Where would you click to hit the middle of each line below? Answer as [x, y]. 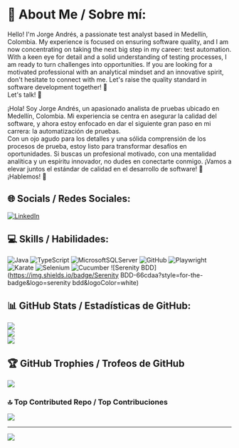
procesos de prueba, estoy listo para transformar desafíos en [97, 146]
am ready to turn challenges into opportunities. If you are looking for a [110, 64]
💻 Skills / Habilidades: [58, 239]
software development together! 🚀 [58, 87]
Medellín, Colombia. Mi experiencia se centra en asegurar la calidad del [112, 116]
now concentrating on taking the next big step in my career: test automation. [119, 49]
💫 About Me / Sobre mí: [77, 15]
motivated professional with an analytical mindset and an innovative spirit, [116, 72]
